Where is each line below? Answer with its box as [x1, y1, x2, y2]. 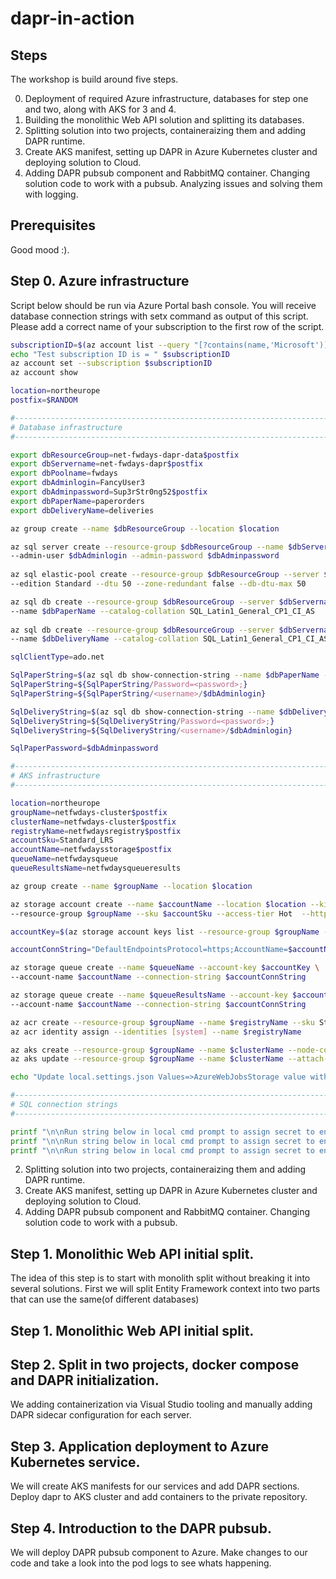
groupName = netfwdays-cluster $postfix [10, 807, 168, 817]
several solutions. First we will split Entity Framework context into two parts [10, 1283, 321, 1295]
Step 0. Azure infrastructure [10, 273, 190, 290]
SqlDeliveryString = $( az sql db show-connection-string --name [10, 707, 275, 717]
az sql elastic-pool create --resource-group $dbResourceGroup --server [10, 570, 320, 580]
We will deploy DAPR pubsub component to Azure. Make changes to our [10, 1547, 308, 1559]
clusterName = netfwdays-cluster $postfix [10, 817, 177, 827]
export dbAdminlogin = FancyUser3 [10, 478, 145, 488]
